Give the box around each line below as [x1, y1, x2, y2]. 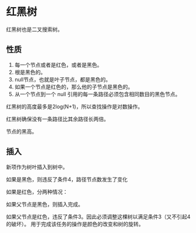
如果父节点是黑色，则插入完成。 [6, 200, 83, 208]
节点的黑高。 [6, 128, 37, 135]
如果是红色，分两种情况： [6, 188, 68, 195]
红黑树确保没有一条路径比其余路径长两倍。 [6, 115, 109, 122]
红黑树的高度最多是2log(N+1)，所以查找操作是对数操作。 [6, 103, 143, 110]
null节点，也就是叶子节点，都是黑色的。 [14, 76, 111, 83]
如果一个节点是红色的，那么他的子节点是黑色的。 [14, 83, 133, 90]
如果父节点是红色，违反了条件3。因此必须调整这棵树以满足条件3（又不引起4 [6, 213, 191, 220]
